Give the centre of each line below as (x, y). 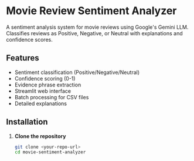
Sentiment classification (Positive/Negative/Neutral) (77, 72)
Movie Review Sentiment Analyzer (91, 11)
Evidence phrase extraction (48, 85)
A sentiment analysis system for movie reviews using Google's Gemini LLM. (97, 27)
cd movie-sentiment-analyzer (50, 152)
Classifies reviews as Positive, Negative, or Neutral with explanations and (94, 33)
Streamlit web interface (43, 91)
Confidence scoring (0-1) (45, 78)
